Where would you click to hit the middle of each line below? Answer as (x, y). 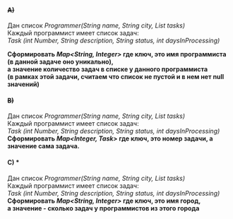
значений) (24, 84)
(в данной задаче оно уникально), (61, 62)
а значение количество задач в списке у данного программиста (108, 69)
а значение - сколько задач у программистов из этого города (103, 208)
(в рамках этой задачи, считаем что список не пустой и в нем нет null (116, 77)
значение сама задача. (43, 146)
